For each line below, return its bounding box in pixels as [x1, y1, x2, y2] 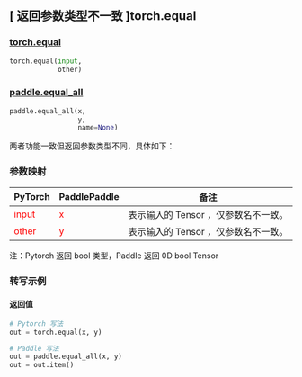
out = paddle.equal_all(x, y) [9, 352, 123, 362]
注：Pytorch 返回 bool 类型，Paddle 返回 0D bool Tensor [9, 250, 219, 261]
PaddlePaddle [58, 190, 120, 202]
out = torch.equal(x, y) [9, 328, 102, 337]
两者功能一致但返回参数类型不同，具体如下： [9, 140, 175, 151]
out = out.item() [9, 361, 75, 370]
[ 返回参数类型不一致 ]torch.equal [9, 8, 197, 24]
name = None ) [77, 123, 119, 132]
